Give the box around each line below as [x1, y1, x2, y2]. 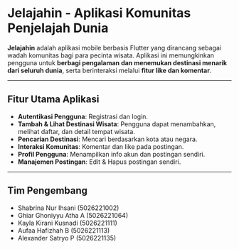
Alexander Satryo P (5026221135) [17, 233, 117, 242]
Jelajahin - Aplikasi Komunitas [7, 5, 191, 21]
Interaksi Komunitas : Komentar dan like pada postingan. [17, 142, 184, 150]
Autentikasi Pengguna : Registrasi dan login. [17, 112, 148, 121]
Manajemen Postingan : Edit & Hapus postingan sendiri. [17, 157, 181, 166]
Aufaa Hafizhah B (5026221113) [17, 226, 110, 235]
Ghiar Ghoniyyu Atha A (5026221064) [17, 211, 129, 219]
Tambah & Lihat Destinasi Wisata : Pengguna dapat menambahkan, [17, 119, 216, 128]
